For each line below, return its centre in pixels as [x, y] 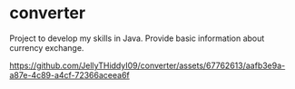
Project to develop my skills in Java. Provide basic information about [137, 38]
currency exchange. [47, 47]
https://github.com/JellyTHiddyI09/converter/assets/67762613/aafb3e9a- [147, 65]
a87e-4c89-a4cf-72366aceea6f [69, 74]
